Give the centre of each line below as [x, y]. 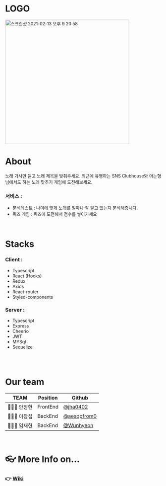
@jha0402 [76, 406]
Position [48, 398]
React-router [25, 292]
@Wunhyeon [78, 425]
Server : [15, 310]
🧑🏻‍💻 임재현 [20, 425]
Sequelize [23, 347]
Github [80, 398]
